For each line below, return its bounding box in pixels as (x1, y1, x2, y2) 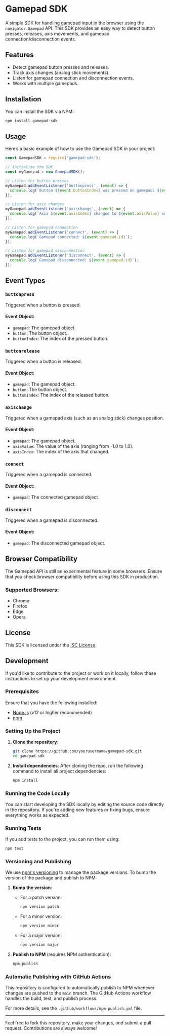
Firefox (12, 603, 28, 609)
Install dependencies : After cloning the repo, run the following (12, 762, 143, 769)
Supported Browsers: (5, 586, 59, 593)
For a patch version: (20, 895, 62, 901)
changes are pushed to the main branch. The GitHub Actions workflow (5, 990, 151, 996)
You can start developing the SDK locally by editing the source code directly (5, 801, 164, 808)
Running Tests (5, 824, 41, 831)
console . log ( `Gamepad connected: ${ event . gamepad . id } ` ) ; (10, 234, 133, 240)
